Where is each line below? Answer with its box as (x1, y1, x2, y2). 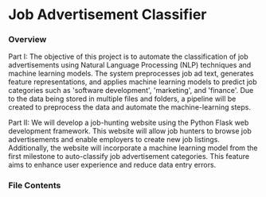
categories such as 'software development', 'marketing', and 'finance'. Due (8, 86, 254, 95)
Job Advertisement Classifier (8, 6, 207, 24)
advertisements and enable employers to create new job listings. (8, 135, 221, 145)
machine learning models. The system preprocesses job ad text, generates (8, 69, 254, 79)
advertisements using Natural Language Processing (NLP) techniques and (8, 60, 252, 70)
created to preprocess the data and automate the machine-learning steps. (8, 102, 251, 112)
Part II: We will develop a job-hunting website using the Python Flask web (8, 118, 249, 128)
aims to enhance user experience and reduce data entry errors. (8, 160, 217, 170)
